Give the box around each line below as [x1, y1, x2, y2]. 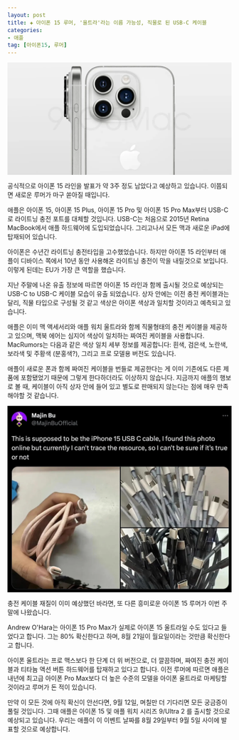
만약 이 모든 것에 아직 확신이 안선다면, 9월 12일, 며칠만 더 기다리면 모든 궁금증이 [7, 698, 228, 706]
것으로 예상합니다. [20, 725, 70, 734]
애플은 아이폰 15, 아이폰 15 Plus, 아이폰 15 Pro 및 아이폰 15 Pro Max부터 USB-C [7, 206, 229, 214]
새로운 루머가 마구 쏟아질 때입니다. [14, 191, 110, 199]
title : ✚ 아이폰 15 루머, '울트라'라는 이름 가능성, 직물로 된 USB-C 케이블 [7, 19, 208, 26]
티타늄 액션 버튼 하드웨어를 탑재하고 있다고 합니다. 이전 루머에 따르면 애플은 [20, 665, 230, 674]
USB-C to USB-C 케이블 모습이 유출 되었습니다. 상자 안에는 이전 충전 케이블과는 [7, 290, 230, 298]
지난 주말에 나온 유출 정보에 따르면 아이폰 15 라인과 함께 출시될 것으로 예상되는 [7, 280, 224, 289]
